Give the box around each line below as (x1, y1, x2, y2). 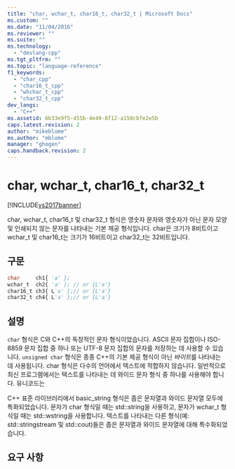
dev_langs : (7, 102, 39, 109)
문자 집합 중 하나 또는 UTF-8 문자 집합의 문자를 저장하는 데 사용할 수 (24, 344, 211, 352)
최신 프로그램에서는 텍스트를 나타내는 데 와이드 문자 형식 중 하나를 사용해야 (7, 370, 212, 379)
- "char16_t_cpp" (13, 82, 65, 89)
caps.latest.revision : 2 (7, 121, 80, 128)
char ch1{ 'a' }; (7, 275, 71, 282)
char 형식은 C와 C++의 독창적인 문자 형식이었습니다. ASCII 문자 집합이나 (7, 335, 206, 344)
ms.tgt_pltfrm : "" (7, 56, 61, 63)
